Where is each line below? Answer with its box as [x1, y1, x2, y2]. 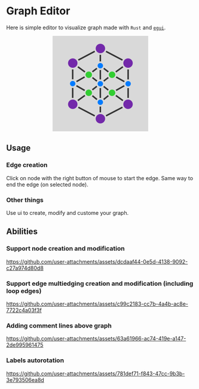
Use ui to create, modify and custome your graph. [6, 209, 129, 216]
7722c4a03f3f [6, 306, 42, 314]
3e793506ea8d [6, 376, 45, 383]
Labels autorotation [6, 356, 65, 365]
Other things [6, 196, 44, 204]
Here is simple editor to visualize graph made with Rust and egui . [6, 24, 166, 31]
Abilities [6, 227, 38, 237]
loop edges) [6, 286, 42, 295]
